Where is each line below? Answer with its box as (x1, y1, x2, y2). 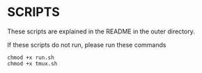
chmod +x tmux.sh (7, 60, 58, 67)
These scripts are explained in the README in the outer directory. (7, 27, 195, 35)
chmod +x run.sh (7, 54, 54, 61)
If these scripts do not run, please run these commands (7, 40, 166, 49)
